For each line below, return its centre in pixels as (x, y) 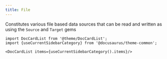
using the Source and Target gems (41, 29)
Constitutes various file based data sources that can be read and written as (84, 24)
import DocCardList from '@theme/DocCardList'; (56, 38)
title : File (18, 10)
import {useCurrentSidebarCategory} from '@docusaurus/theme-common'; (81, 43)
